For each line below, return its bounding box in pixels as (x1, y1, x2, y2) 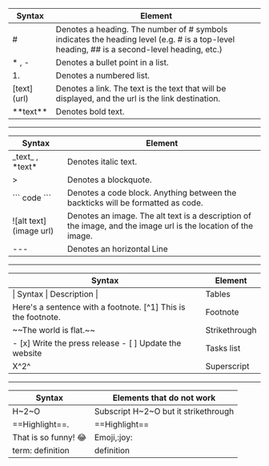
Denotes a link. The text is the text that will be (55, 83, 227, 94)
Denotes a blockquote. (66, 174, 152, 185)
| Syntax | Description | (12, 289, 98, 299)
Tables (205, 289, 231, 299)
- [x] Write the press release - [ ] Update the (12, 338, 182, 348)
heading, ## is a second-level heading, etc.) (55, 44, 223, 55)
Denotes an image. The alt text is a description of (66, 210, 252, 221)
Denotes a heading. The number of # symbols (55, 24, 228, 34)
